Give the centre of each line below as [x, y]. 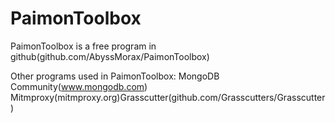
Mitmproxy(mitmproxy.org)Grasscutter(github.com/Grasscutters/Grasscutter [168, 97]
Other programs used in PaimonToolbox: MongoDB [115, 76]
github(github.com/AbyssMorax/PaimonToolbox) [110, 56]
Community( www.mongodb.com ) [79, 86]
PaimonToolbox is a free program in [83, 46]
